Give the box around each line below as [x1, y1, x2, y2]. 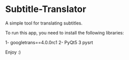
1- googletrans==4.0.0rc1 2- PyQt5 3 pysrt [5, 39, 93, 45]
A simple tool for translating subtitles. [5, 20, 83, 26]
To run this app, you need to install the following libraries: [5, 29, 124, 35]
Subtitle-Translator [5, 3, 87, 15]
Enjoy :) [5, 49, 21, 55]
